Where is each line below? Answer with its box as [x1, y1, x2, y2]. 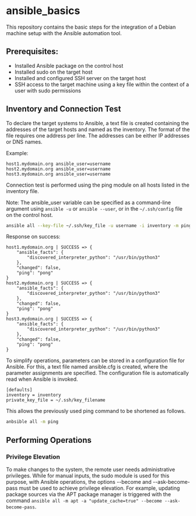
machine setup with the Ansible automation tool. [6, 29, 122, 36]
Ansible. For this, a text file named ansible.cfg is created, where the [6, 363, 168, 370]
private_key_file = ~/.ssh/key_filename [6, 397, 106, 403]
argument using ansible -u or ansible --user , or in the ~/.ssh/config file [6, 205, 183, 212]
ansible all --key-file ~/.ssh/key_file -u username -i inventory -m [6, 222, 179, 229]
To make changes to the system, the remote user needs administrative [6, 466, 176, 473]
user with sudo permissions [14, 87, 82, 94]
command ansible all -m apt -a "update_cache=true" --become [6, 497, 162, 504]
